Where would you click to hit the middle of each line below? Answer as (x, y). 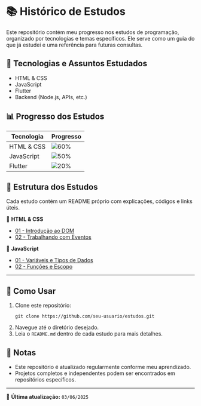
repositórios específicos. (45, 379)
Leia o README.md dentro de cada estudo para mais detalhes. (89, 334)
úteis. (13, 208)
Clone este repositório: (43, 306)
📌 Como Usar (31, 291)
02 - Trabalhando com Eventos (53, 237)
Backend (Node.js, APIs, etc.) (51, 97)
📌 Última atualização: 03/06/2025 (47, 397)
